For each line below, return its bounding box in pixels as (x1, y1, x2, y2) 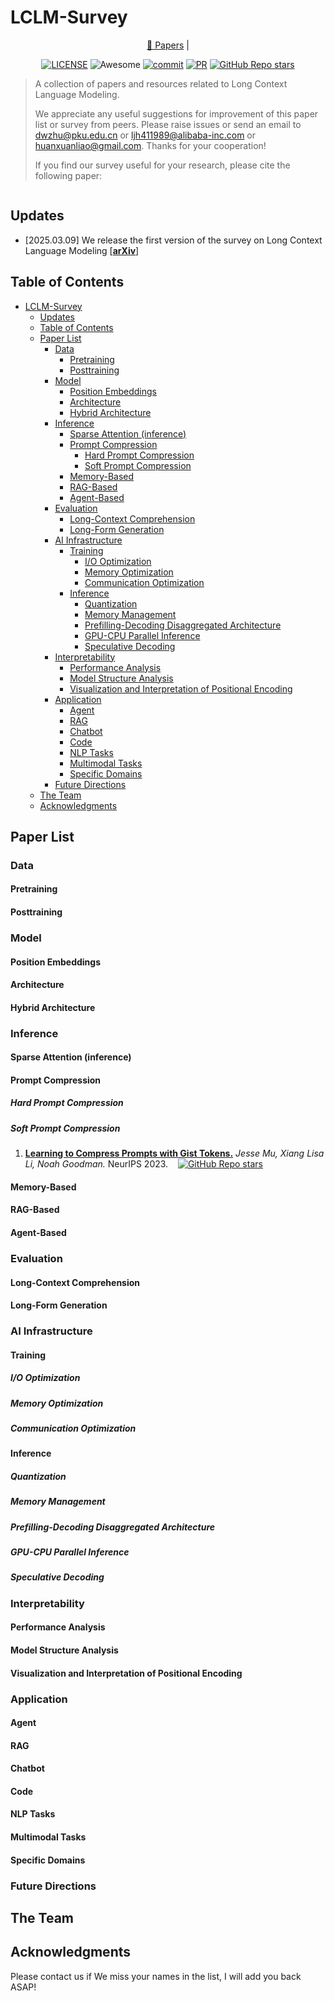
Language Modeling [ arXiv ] (24, 244, 140, 256)
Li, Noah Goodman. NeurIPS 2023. (24, 1158, 169, 1170)
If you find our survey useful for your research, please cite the (34, 159, 291, 171)
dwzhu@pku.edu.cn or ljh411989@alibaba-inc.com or (34, 129, 257, 141)
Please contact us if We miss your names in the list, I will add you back (10, 1970, 302, 1982)
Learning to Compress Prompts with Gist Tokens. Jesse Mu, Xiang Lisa (24, 1147, 325, 1160)
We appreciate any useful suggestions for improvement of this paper (34, 107, 319, 120)
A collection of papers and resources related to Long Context (34, 77, 288, 90)
